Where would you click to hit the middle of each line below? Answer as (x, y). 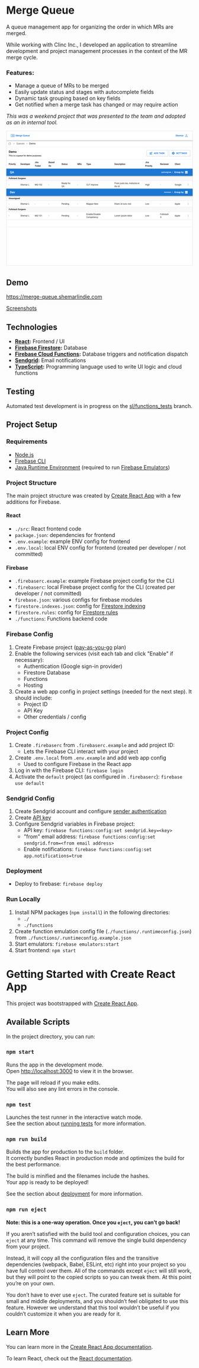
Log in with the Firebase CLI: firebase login (69, 770)
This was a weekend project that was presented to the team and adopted (96, 116)
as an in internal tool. (32, 123)
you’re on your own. (31, 1283)
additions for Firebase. (33, 502)
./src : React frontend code (48, 529)
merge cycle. (22, 57)
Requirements (27, 442)
